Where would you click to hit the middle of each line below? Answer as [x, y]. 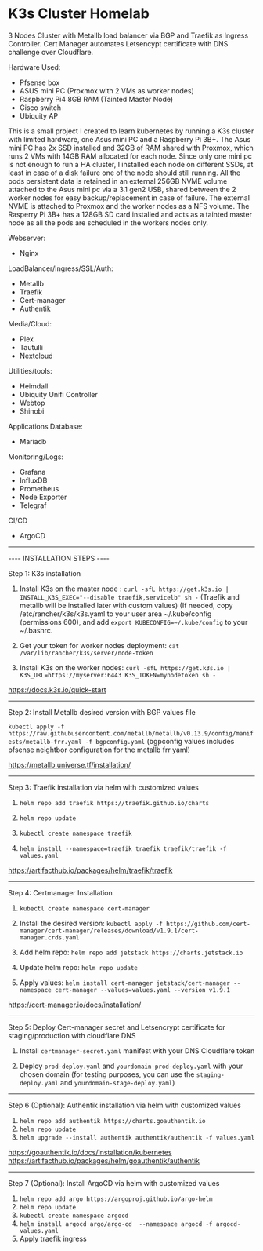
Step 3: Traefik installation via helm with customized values [104, 787]
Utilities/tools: [30, 370]
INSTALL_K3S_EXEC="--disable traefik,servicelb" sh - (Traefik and [130, 596]
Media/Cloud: [30, 323]
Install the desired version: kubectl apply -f [91, 923]
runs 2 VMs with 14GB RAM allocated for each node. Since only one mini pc [130, 156]
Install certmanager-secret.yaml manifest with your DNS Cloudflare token [137, 1050]
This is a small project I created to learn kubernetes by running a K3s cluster [131, 131]
